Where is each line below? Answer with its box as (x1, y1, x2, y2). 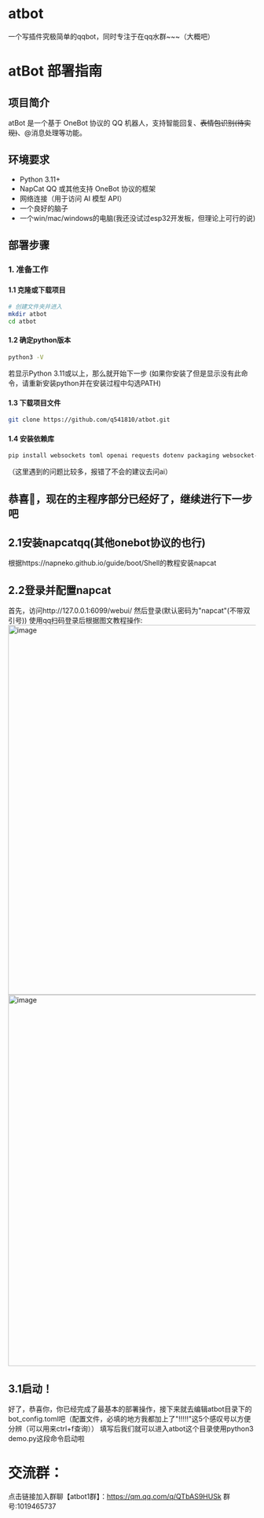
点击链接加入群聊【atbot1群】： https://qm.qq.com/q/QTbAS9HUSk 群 (8, 1491, 230, 1501)
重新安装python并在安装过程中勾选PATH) (28, 378, 161, 387)
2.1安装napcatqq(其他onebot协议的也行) (8, 536, 206, 549)
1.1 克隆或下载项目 (8, 284, 66, 295)
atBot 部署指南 (8, 62, 103, 80)
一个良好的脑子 (19, 203, 68, 213)
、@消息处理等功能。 (17, 127, 86, 137)
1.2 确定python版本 (8, 335, 71, 345)
